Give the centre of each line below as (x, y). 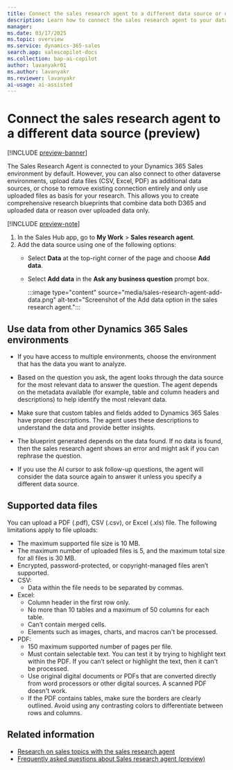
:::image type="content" (62, 293)
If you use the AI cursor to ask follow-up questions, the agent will (110, 469)
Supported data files (52, 506)
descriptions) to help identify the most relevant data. (92, 399)
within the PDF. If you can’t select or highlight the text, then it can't (123, 661)
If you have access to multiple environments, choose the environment (116, 357)
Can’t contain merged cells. (67, 624)
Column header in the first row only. (79, 602)
